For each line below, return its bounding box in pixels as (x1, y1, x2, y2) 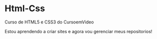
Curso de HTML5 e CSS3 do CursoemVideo (4, 19, 94, 25)
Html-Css (4, 3, 45, 14)
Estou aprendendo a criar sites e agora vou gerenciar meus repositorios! (4, 28, 153, 34)
